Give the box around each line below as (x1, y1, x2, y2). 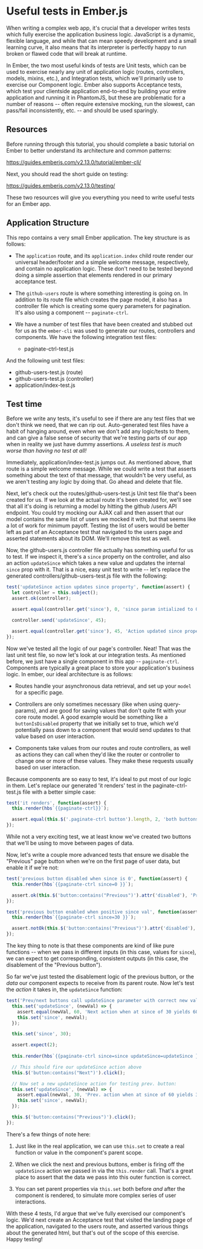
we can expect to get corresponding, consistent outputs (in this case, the (6, 955, 188, 962)
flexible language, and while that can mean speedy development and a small (6, 37, 197, 44)
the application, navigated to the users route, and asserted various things (6, 1222, 188, 1230)
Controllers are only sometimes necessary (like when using (14, 700, 163, 708)
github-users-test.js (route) (14, 368, 83, 376)
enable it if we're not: (6, 864, 59, 871)
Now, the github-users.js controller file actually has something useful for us (6, 547, 193, 554)
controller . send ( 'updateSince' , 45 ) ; (11, 617, 107, 623)
